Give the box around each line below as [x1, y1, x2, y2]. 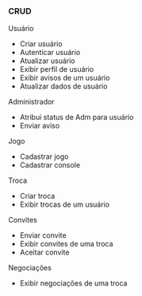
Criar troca [19, 191, 56, 201]
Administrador [8, 97, 55, 107]
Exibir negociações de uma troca [19, 278, 128, 288]
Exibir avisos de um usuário [19, 73, 110, 83]
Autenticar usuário [19, 48, 81, 57]
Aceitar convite [19, 247, 70, 257]
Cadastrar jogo [19, 152, 69, 161]
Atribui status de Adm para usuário [19, 112, 134, 122]
